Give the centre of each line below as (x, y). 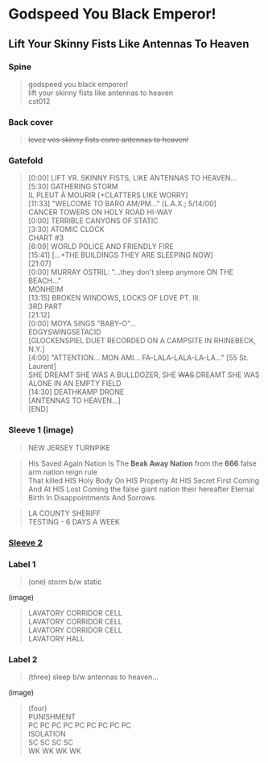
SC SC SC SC (51, 743)
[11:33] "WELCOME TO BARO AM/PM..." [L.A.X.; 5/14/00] (122, 204)
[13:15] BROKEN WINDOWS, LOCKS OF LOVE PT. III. (114, 298)
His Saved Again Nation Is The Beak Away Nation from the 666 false (142, 463)
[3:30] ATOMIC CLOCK (66, 230)
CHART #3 (46, 238)
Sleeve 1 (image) (41, 430)
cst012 (39, 101)
